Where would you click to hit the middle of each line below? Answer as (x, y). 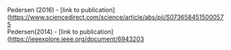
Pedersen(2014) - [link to (43, 32)
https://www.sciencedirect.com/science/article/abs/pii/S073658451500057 (117, 17)
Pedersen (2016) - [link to (43, 10)
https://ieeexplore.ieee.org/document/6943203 (77, 39)
